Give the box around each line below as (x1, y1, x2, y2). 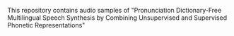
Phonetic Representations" (7, 21, 86, 29)
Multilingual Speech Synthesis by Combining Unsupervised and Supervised (7, 13, 228, 22)
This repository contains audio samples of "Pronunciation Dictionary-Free (7, 6, 222, 14)
